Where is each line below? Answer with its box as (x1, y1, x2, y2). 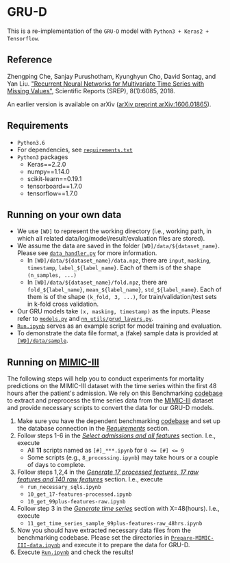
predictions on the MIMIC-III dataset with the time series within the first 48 (7, 382, 217, 390)
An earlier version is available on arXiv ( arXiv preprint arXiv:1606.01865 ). (7, 100, 212, 108)
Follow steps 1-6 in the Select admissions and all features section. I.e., (16, 431, 216, 440)
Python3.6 (16, 139, 46, 146)
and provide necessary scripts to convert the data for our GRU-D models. (7, 404, 214, 412)
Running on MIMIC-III (7, 356, 99, 368)
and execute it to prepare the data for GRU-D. (61, 541, 190, 549)
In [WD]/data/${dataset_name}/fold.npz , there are (27, 278, 168, 287)
